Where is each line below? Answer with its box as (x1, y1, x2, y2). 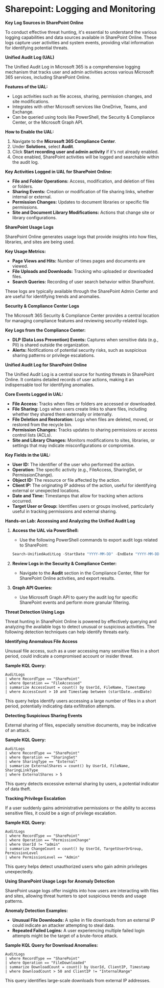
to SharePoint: (19, 542, 48, 548)
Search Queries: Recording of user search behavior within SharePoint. (12, 279, 155, 285)
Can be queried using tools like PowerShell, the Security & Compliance (12, 114, 155, 120)
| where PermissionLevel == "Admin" (5, 855, 80, 859)
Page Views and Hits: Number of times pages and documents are (12, 258, 145, 263)
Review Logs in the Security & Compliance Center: (12, 560, 117, 566)
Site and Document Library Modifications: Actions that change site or (12, 209, 155, 215)
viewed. (12, 263, 28, 269)
